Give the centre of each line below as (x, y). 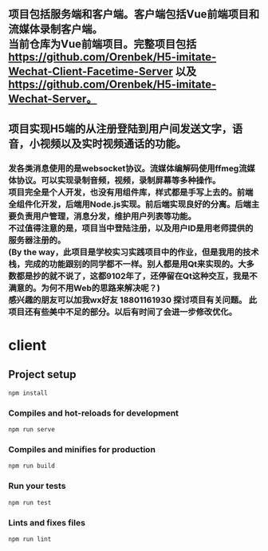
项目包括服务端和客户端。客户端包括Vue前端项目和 (134, 14)
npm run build (32, 466)
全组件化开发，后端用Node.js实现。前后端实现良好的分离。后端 (130, 204)
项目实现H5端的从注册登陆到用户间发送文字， (120, 129)
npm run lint (30, 539)
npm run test (30, 502)
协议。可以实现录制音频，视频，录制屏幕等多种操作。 (118, 180)
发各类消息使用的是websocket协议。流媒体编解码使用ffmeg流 (128, 168)
